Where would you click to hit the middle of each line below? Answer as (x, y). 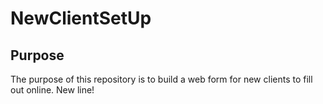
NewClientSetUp (81, 18)
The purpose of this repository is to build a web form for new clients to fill (161, 79)
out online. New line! (52, 90)
